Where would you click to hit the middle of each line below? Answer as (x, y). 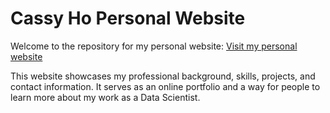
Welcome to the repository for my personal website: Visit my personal (154, 46)
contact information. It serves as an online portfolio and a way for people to (165, 86)
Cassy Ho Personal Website (128, 18)
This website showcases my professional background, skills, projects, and (163, 76)
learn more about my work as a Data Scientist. (105, 97)
